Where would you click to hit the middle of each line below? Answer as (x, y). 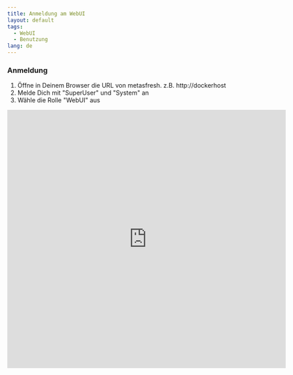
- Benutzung (31, 40)
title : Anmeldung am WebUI (46, 14)
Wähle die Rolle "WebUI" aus (59, 100)
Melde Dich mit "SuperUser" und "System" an (83, 93)
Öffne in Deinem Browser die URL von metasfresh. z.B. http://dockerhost (121, 86)
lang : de (20, 46)
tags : (15, 26)
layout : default (31, 20)
